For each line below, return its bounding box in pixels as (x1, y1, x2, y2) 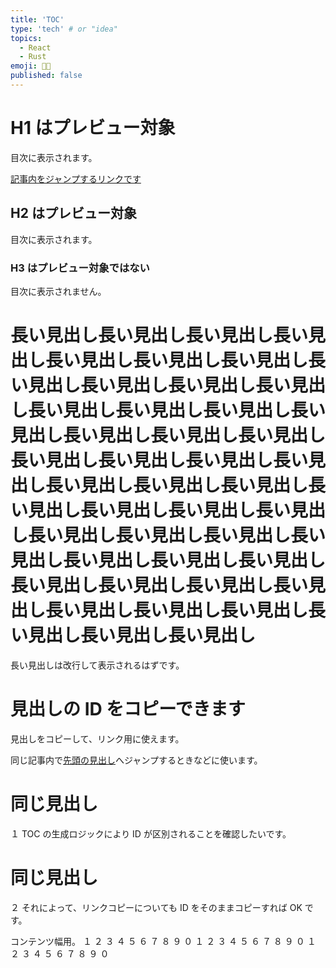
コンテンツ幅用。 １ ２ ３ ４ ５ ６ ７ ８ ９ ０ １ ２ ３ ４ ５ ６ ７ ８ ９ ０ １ (10, 935, 317, 947)
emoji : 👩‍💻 (10, 61, 52, 71)
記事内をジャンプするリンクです (10, 172, 142, 185)
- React (19, 42, 52, 53)
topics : (10, 33, 43, 43)
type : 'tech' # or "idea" (10, 24, 118, 34)
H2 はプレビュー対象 (10, 205, 137, 222)
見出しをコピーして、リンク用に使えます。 (10, 732, 185, 745)
